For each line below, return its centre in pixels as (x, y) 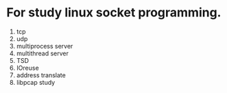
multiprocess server (45, 46)
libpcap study (36, 82)
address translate (41, 75)
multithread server (43, 53)
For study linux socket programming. (114, 13)
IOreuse (27, 68)
